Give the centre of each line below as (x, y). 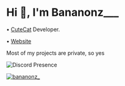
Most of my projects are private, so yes (55, 53)
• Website (19, 41)
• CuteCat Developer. (33, 29)
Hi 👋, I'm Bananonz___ (62, 13)
